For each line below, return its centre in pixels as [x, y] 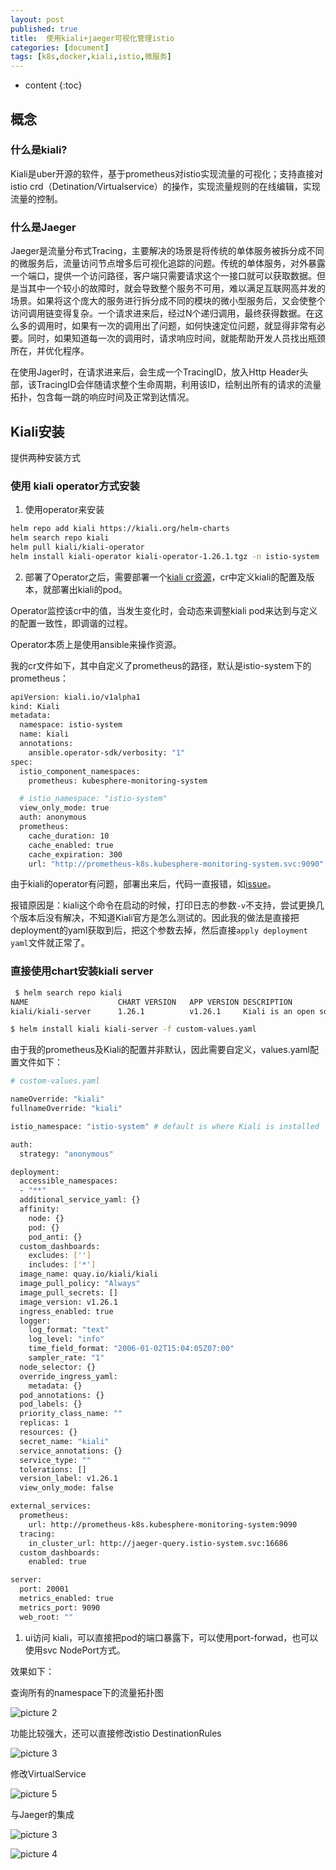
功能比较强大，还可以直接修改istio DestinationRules [116, 1733]
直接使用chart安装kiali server [82, 971]
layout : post [37, 19]
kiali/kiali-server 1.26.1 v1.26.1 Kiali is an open [162, 1011]
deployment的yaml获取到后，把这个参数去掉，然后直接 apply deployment [159, 930]
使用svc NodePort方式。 [75, 1650]
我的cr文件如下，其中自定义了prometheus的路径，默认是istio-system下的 [161, 665]
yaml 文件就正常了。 [50, 943]
